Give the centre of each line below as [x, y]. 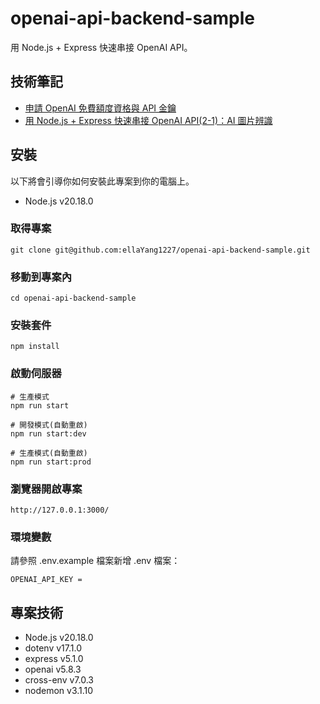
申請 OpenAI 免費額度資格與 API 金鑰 [100, 108]
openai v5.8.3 [53, 669]
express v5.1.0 [54, 659]
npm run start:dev [48, 433]
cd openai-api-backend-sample [73, 298]
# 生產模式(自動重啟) [49, 453]
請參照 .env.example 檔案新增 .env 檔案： [95, 561]
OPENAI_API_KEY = [46, 580]
